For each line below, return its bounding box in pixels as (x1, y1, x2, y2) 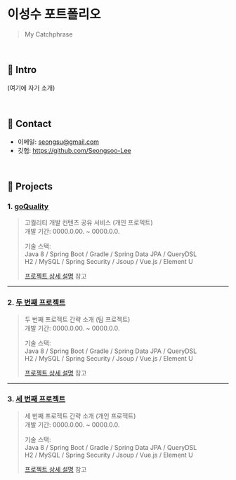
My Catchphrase (24, 29, 73, 39)
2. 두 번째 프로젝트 (7, 298, 66, 307)
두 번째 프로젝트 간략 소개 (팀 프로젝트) (24, 315, 131, 324)
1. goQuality (7, 201, 49, 211)
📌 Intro (7, 64, 37, 76)
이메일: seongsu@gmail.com (17, 138, 100, 146)
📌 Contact (7, 118, 52, 130)
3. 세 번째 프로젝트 (7, 394, 66, 404)
